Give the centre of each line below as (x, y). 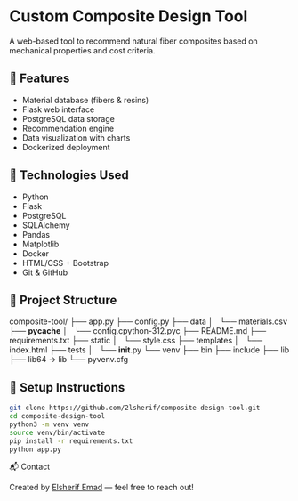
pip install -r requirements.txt (71, 441)
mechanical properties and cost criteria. (82, 50)
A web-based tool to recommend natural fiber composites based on (133, 41)
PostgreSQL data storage (68, 118)
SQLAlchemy (46, 225)
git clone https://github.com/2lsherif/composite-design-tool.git (135, 408)
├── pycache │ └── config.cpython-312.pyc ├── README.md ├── (138, 331)
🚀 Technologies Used (69, 175)
